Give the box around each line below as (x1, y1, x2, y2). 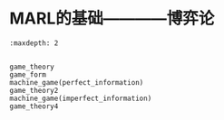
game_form (9, 69, 47, 79)
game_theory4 (9, 101, 59, 111)
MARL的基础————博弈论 (9, 8, 215, 29)
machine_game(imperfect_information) (9, 94, 152, 103)
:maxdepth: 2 (9, 38, 59, 48)
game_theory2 (9, 86, 59, 95)
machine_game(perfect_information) (9, 78, 144, 87)
